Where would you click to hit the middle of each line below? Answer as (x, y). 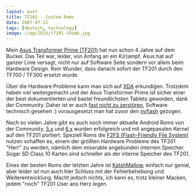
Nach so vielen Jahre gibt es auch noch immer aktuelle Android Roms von (95, 123)
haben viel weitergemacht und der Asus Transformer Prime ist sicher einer (96, 93)
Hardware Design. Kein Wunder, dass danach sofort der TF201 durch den (94, 69)
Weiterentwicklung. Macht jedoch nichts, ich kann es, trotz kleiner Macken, (97, 178)
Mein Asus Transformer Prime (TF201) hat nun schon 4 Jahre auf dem (91, 50)
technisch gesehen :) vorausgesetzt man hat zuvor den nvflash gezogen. (94, 111)
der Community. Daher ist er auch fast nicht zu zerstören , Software (87, 105)
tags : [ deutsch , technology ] (42, 28)
